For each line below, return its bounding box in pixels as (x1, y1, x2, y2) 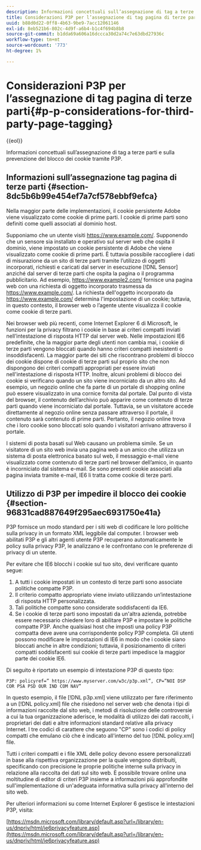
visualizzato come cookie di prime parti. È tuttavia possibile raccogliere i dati (6, 250, 195, 258)
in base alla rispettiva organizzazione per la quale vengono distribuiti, (6, 756, 177, 764)
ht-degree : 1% (6, 48, 42, 54)
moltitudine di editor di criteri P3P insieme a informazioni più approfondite (6, 776, 188, 783)
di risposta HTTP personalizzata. (14, 597, 96, 605)
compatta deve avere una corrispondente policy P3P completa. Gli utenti (14, 629, 194, 636)
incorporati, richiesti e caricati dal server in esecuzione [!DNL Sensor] (6, 263, 178, 271)
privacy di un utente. (6, 549, 57, 556)
